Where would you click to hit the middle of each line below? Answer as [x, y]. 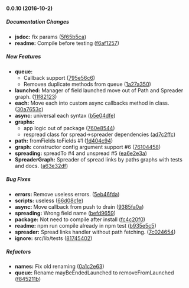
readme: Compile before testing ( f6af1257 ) [67, 43]
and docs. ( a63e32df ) [41, 166]
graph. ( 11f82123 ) [36, 96]
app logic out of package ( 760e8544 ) [69, 128]
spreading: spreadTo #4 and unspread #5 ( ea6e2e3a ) [81, 153]
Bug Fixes [19, 179]
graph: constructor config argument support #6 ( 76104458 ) [88, 147]
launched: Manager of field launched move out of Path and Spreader [99, 90]
